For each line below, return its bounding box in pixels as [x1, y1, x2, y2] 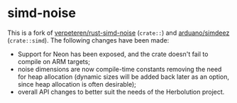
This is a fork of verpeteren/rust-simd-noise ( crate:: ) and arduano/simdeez [7, 28, 230, 37]
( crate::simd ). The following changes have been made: [7, 36, 170, 44]
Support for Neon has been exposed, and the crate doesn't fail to [17, 50, 209, 58]
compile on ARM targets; [17, 57, 91, 65]
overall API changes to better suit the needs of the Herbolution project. [17, 87, 225, 96]
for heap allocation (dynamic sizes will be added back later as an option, [17, 72, 229, 81]
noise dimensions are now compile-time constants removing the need [17, 65, 222, 73]
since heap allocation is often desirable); [17, 80, 137, 88]
